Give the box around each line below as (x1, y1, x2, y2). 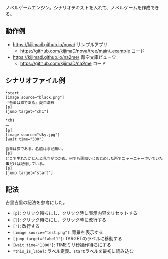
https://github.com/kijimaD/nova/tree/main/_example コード (20, 48, 145, 54)
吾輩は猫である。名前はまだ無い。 (5, 146, 66, 151)
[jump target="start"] (5, 170, 53, 176)
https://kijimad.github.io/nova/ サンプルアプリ (12, 41, 108, 47)
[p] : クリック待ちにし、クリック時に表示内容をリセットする (12, 210, 138, 217)
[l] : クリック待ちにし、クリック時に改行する (12, 217, 107, 223)
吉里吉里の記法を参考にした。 (5, 199, 67, 206)
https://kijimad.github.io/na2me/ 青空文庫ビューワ (12, 54, 116, 60)
